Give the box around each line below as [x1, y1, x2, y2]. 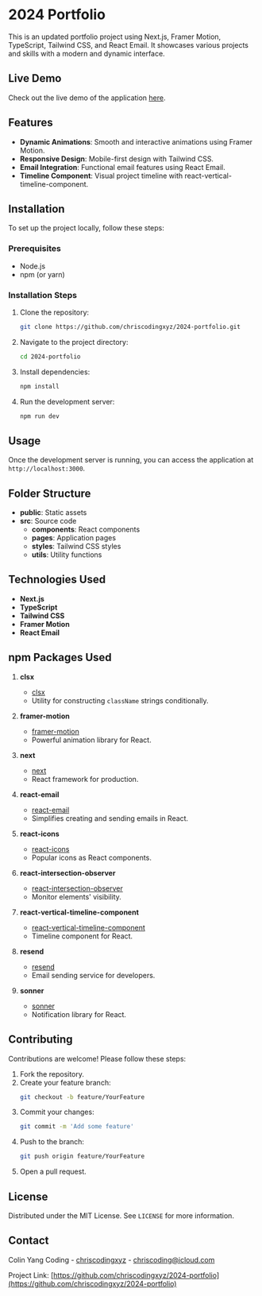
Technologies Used [8, 573, 106, 586]
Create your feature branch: [19, 1077, 111, 1087]
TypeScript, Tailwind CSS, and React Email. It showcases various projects [8, 40, 249, 49]
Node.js [19, 261, 46, 271]
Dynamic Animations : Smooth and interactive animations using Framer [19, 137, 252, 146]
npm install [19, 382, 60, 390]
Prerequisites [8, 243, 61, 254]
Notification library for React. [31, 1009, 127, 1019]
